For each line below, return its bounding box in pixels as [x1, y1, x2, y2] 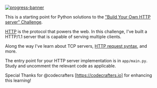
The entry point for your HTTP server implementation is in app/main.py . [5, 58, 148, 63]
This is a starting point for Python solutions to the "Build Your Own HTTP [5, 14, 151, 19]
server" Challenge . [5, 19, 43, 25]
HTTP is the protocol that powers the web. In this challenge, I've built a [5, 29, 147, 34]
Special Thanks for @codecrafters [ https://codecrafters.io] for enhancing [5, 72, 152, 78]
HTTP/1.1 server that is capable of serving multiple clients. [5, 34, 122, 39]
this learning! [5, 78, 32, 83]
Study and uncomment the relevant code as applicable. [5, 63, 116, 69]
